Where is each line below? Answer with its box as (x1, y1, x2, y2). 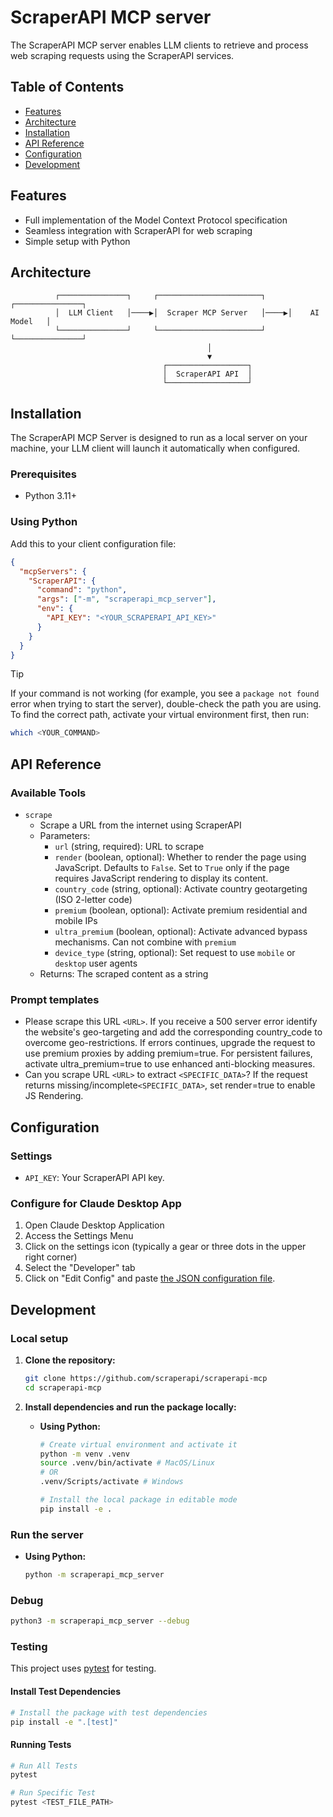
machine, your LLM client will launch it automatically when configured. (10, 442, 301, 455)
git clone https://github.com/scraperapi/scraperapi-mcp (24, 1373, 268, 1383)
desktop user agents (54, 957, 138, 969)
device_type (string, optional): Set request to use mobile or (54, 946, 296, 958)
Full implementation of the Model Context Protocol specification (24, 214, 288, 226)
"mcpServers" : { (19, 566, 87, 576)
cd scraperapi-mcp (24, 1382, 102, 1393)
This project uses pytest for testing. (10, 1662, 157, 1675)
